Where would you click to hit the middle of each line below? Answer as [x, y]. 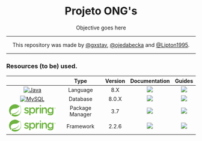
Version [115, 81]
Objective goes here [101, 28]
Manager [81, 115]
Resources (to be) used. [42, 66]
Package [81, 108]
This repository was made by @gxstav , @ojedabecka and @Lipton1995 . [101, 45]
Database [81, 99]
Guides [184, 81]
